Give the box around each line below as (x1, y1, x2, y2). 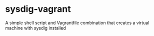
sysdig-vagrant (5, 3, 71, 15)
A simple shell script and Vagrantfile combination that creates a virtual (5, 20, 149, 26)
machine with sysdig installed (5, 25, 66, 31)
